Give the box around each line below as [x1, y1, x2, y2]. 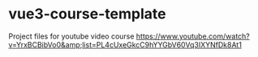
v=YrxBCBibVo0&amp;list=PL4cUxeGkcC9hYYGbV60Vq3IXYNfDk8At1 [8, 39, 242, 49]
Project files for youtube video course [8, 31, 135, 41]
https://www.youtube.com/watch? [135, 31, 250, 41]
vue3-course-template [8, 5, 166, 23]
